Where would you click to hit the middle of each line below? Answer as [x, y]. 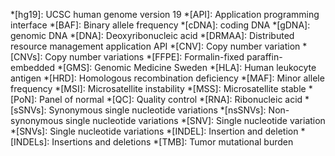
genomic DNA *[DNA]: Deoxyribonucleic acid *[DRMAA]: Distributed [152, 35]
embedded [33, 67]
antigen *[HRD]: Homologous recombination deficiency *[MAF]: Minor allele [167, 78]
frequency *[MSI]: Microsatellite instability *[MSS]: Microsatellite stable [158, 88]
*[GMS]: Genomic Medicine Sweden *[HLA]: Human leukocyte [186, 67]
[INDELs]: [30, 142]
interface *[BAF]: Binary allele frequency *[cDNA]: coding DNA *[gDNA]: [160, 25]
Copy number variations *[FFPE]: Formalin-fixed [144, 57]
